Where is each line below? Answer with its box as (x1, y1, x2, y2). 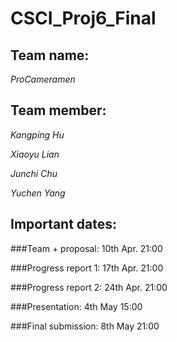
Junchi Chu (10, 167, 58, 179)
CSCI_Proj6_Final (10, 7, 157, 30)
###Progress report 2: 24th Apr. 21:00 (10, 281, 168, 293)
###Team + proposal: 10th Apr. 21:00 (10, 242, 163, 254)
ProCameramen (10, 73, 76, 85)
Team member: (10, 102, 107, 119)
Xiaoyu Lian (10, 148, 60, 160)
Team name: (10, 47, 90, 64)
